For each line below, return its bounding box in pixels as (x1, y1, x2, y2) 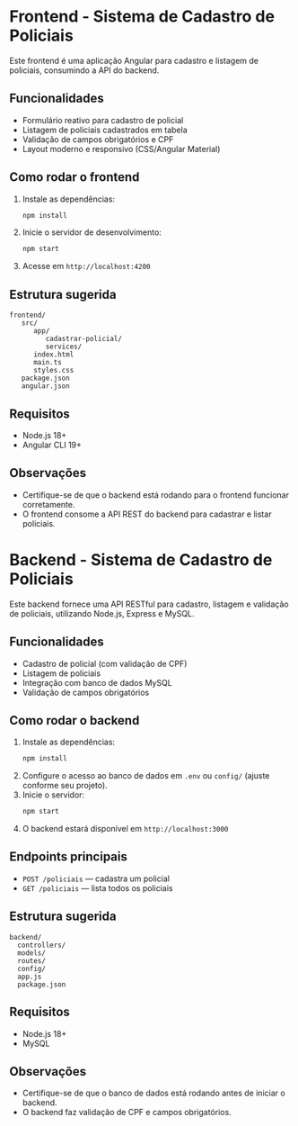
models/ (17, 948, 47, 958)
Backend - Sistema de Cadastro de (9, 549, 273, 570)
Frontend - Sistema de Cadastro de (9, 6, 276, 27)
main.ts (32, 358, 63, 367)
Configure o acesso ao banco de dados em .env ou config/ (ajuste (22, 770, 270, 781)
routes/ (17, 956, 47, 965)
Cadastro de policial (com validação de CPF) (22, 658, 188, 669)
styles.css (32, 366, 74, 375)
